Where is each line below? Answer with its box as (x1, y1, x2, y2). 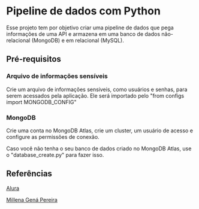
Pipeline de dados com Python (6, 4, 161, 18)
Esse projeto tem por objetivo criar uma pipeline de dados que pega (6, 24, 174, 31)
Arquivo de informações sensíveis (6, 72, 108, 80)
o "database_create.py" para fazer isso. (6, 151, 104, 158)
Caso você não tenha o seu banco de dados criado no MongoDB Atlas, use (6, 145, 192, 152)
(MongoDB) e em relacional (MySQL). (31, 37, 124, 44)
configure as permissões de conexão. (6, 133, 100, 140)
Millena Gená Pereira (6, 196, 58, 203)
